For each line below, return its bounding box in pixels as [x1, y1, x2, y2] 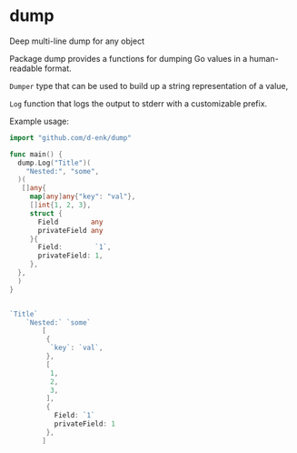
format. [44, 63, 73, 74]
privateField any [37, 226, 104, 235]
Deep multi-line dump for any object [9, 35, 145, 46]
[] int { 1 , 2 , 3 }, [29, 201, 92, 210]
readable [9, 63, 43, 74]
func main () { [9, 149, 64, 159]
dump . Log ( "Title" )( [17, 158, 92, 167]
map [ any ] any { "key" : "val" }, [29, 192, 136, 201]
